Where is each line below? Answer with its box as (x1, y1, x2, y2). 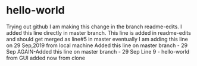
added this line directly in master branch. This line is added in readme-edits (6, 29, 192, 36)
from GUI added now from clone (6, 54, 85, 61)
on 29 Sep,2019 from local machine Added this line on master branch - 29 (6, 42, 188, 49)
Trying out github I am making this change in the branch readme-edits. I (6, 23, 183, 30)
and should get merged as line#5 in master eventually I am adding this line (6, 35, 189, 42)
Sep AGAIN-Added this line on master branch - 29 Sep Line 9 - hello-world (6, 48, 190, 55)
